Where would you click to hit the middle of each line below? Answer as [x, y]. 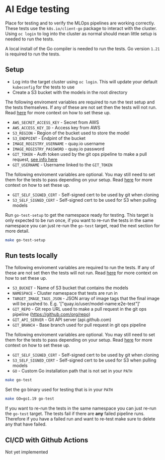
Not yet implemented [27, 452]
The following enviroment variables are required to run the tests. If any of [80, 268]
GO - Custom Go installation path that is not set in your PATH [72, 371]
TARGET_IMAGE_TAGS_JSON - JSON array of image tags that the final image [86, 299]
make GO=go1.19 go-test [30, 399]
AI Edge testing [37, 9]
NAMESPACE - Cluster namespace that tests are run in [65, 293]
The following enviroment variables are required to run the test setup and [80, 102]
